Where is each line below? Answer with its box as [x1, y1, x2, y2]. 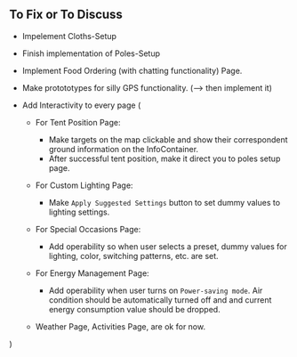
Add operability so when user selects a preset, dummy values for [48, 240, 287, 252]
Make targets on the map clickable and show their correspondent [48, 134, 288, 145]
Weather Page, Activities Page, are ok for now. [35, 320, 206, 332]
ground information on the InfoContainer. [48, 143, 198, 154]
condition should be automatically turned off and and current [48, 294, 272, 305]
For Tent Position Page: [35, 117, 122, 127]
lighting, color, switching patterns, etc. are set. [48, 250, 220, 261]
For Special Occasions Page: [35, 223, 141, 234]
